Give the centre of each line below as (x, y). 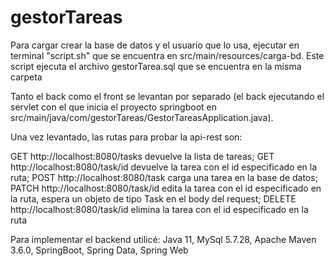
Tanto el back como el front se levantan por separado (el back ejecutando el (167, 96)
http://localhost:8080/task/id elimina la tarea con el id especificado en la (159, 209)
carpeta (26, 77)
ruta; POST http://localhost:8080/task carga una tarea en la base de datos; (164, 177)
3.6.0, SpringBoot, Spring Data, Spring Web (99, 250)
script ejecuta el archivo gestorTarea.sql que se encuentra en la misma (156, 66)
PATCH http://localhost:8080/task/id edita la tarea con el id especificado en (166, 188)
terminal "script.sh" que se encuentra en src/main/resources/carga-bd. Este (167, 55)
